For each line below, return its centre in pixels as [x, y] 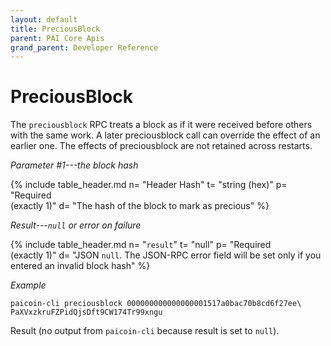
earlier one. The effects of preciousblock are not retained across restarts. [161, 146]
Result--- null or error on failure [76, 225]
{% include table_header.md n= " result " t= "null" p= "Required [141, 245]
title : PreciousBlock [55, 29]
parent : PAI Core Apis [57, 38]
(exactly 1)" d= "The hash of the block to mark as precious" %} [140, 206]
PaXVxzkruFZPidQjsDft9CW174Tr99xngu [86, 312]
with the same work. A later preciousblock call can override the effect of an [165, 135]
